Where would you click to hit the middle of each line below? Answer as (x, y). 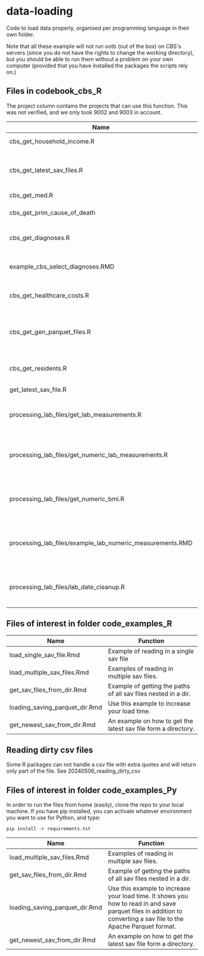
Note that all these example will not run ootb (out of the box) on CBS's (94, 46)
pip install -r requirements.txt (49, 829)
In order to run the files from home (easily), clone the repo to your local (95, 805)
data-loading (40, 11)
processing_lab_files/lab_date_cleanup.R (67, 587)
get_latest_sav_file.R (38, 389)
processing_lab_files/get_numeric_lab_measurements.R (89, 455)
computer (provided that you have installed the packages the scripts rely (97, 66)
